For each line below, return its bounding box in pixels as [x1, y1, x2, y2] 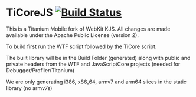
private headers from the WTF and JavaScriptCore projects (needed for [6, 61, 181, 68]
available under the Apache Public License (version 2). [6, 31, 139, 38]
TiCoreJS [6, 6, 53, 19]
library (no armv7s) [6, 84, 53, 91]
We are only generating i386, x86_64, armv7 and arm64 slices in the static [6, 78, 187, 85]
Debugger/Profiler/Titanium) [6, 66, 75, 73]
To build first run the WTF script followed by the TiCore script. [6, 43, 157, 50]
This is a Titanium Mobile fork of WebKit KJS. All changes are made [6, 25, 171, 32]
